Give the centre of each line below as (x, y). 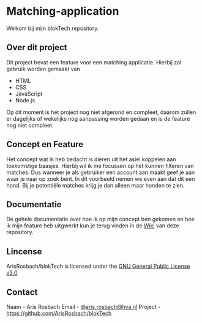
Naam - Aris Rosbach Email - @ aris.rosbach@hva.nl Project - (84, 307)
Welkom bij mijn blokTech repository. (53, 28)
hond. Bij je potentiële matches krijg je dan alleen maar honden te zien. (95, 185)
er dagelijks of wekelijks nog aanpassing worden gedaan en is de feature (98, 118)
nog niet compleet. (30, 125)
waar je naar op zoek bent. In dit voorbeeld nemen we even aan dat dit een (101, 178)
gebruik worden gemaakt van (43, 69)
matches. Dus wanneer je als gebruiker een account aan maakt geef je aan (101, 172)
